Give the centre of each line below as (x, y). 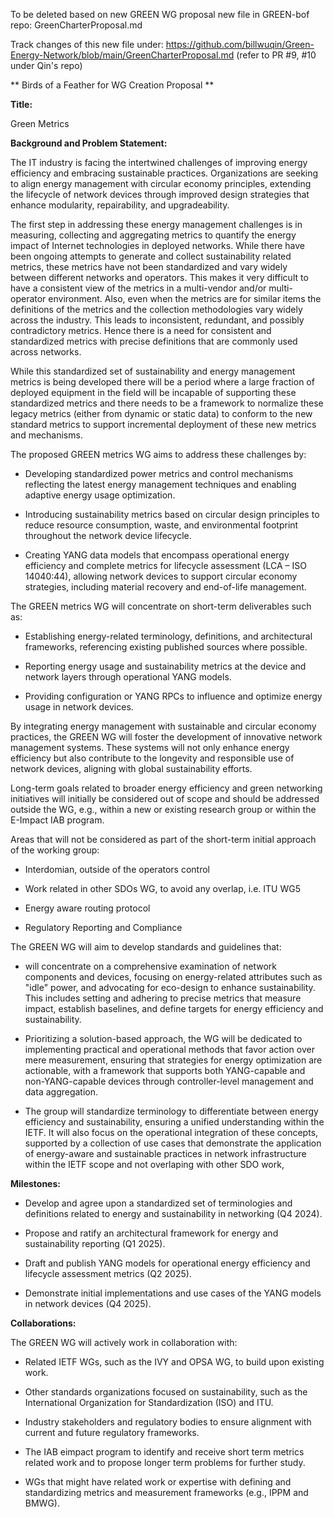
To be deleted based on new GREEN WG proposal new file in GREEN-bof (160, 14)
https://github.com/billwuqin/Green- (240, 44)
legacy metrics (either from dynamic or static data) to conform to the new (161, 413)
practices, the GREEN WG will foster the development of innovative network (166, 737)
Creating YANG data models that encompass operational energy (157, 555)
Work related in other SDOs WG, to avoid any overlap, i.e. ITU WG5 (162, 888)
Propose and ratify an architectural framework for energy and (151, 1233)
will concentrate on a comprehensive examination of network (150, 966)
